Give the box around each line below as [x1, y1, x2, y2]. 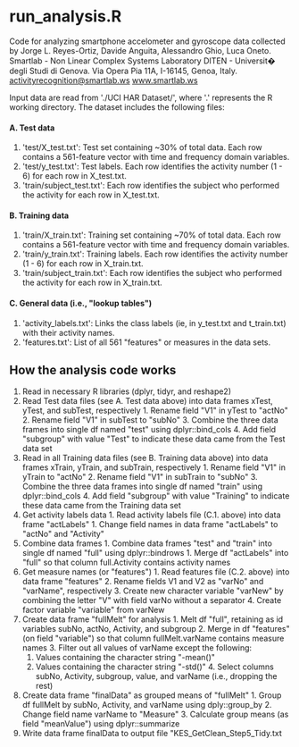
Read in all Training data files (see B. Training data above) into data [21, 453, 269, 464]
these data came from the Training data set [21, 500, 181, 511]
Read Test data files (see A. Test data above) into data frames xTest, [21, 396, 274, 407]
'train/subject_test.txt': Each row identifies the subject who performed [21, 180, 279, 191]
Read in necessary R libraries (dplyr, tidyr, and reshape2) [21, 386, 232, 397]
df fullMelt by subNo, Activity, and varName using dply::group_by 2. [21, 700, 272, 710]
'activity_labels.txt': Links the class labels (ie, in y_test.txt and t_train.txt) [21, 317, 287, 328]
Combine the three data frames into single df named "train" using [21, 481, 263, 492]
